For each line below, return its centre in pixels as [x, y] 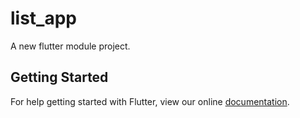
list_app [43, 18]
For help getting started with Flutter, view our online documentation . [150, 101]
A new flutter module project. [70, 46]
